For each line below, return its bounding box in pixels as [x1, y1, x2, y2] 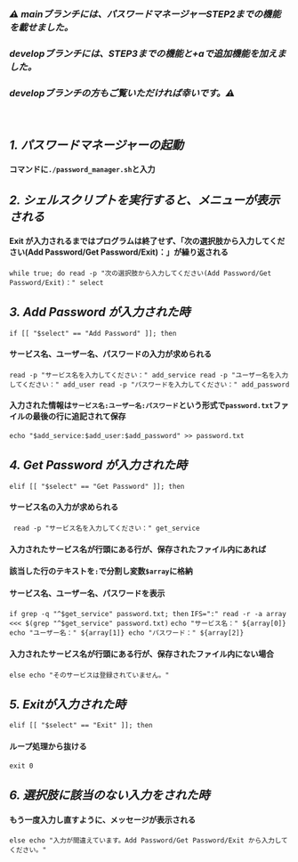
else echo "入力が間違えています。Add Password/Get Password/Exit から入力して [9, 836, 288, 845]
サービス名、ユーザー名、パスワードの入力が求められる [9, 349, 212, 360]
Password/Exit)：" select [9, 278, 104, 287]
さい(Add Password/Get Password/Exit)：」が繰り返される [9, 247, 229, 257]
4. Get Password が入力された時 [9, 458, 188, 473]
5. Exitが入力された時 [9, 696, 126, 712]
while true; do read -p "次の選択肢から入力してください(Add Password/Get [9, 269, 272, 278]
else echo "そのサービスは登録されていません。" [9, 671, 170, 679]
